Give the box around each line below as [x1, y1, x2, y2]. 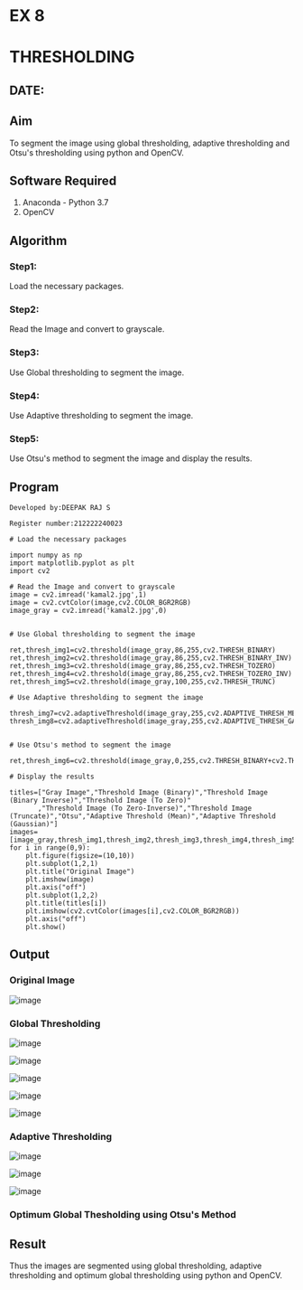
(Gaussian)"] [9, 820, 59, 829]
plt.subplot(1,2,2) [25, 891, 99, 900]
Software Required [9, 173, 117, 188]
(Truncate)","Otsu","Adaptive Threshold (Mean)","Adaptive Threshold [9, 812, 277, 821]
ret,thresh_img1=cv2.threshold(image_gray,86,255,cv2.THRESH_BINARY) [9, 645, 277, 655]
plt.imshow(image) [25, 875, 95, 884]
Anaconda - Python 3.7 [22, 197, 109, 208]
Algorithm [9, 232, 68, 249]
